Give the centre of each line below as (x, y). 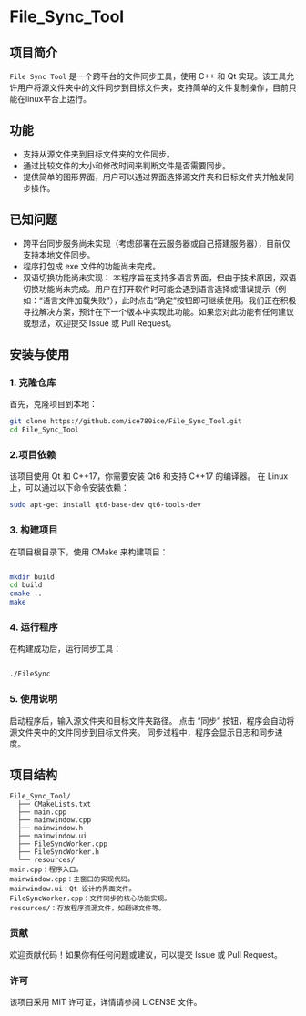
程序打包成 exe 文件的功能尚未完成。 (92, 266)
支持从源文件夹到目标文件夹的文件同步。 (98, 154)
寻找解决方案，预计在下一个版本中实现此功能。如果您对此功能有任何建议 (158, 311)
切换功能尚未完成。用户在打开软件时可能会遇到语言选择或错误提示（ (150, 289)
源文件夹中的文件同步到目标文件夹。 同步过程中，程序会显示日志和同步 (142, 732)
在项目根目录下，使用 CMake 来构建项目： (89, 552)
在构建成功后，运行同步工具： (65, 649)
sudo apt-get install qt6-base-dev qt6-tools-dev (106, 505)
